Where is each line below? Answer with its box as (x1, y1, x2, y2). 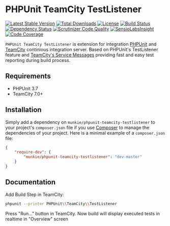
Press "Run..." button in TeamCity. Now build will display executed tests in (5, 210, 160, 216)
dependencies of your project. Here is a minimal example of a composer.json (5, 130, 165, 136)
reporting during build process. (5, 57, 70, 63)
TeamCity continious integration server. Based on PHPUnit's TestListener (5, 46, 158, 52)
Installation (5, 106, 42, 114)
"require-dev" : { (14, 150, 51, 155)
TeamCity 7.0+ (12, 90, 43, 97)
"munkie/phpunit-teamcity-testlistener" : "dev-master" (23, 154, 143, 159)
